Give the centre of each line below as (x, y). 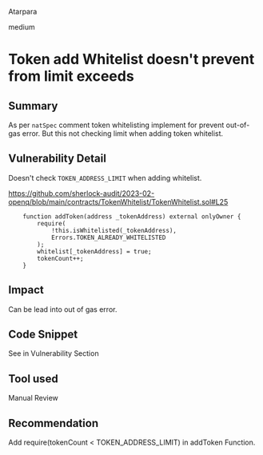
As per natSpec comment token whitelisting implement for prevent (116, 125)
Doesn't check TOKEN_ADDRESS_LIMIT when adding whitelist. (105, 178)
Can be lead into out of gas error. (63, 309)
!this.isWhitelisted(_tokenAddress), (114, 230)
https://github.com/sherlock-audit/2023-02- (82, 193)
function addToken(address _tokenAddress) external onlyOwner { (132, 216)
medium (22, 27)
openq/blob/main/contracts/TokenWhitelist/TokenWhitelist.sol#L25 (118, 202)
